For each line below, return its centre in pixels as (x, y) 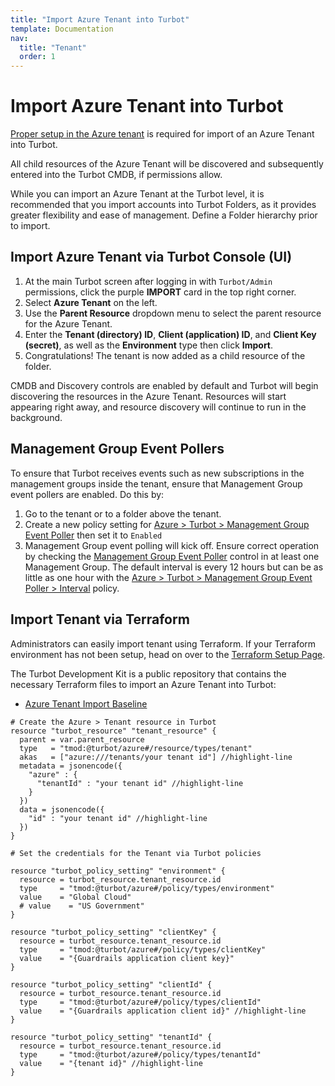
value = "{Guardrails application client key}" (127, 958)
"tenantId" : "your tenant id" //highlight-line (140, 783)
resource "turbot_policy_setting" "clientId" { (111, 984)
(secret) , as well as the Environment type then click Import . (149, 345)
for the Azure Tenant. (68, 323)
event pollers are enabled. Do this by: (87, 494)
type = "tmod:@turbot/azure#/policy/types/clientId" (140, 1002)
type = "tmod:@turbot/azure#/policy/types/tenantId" (140, 1054)
